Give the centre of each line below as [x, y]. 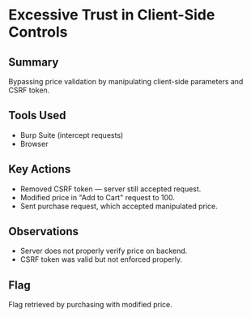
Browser [34, 144]
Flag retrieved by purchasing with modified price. [90, 305]
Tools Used [37, 116]
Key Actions [40, 169]
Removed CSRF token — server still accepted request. [111, 189]
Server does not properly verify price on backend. [104, 251]
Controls [38, 32]
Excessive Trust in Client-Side [112, 15]
